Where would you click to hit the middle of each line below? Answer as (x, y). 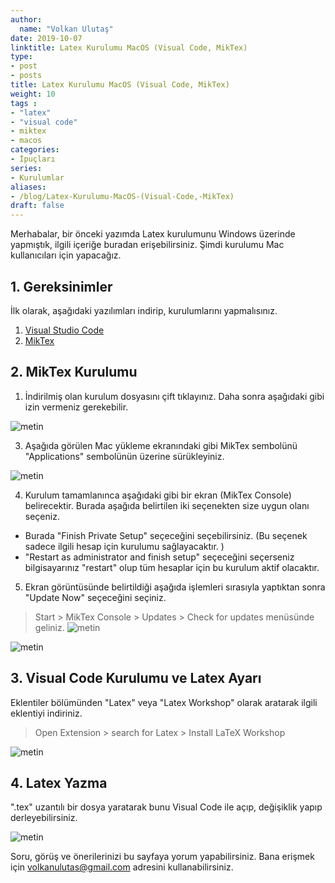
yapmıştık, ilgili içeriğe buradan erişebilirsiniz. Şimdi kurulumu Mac (147, 245)
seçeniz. (42, 516)
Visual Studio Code (64, 330)
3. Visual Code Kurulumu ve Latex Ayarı (136, 678)
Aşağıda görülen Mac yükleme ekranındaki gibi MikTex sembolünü (161, 445)
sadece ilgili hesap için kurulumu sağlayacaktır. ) (124, 546)
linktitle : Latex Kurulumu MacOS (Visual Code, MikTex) (129, 47)
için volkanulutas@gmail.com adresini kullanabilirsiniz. (122, 867)
